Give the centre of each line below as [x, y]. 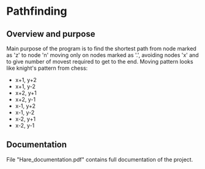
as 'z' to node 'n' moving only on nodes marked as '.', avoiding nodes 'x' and [102, 55]
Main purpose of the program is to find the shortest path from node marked [102, 48]
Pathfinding [37, 11]
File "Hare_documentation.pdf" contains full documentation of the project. [100, 159]
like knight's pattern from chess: [47, 68]
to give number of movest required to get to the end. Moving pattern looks [100, 62]
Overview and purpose [51, 34]
